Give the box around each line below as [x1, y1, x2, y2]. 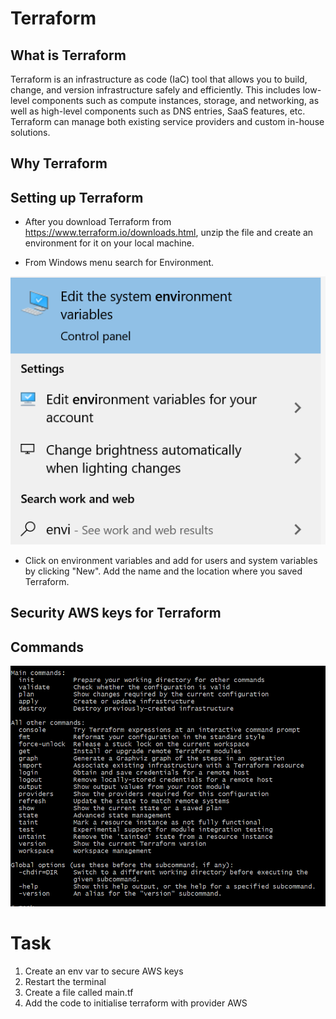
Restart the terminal [24, 975, 107, 987]
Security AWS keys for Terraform [10, 605, 222, 622]
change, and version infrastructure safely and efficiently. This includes [10, 84, 301, 96]
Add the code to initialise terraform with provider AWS [24, 997, 248, 1009]
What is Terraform [10, 47, 127, 64]
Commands [10, 638, 85, 656]
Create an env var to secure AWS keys [24, 965, 184, 977]
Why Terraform [10, 155, 108, 172]
